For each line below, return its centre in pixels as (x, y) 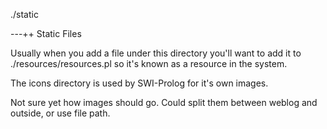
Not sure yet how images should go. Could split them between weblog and (164, 102)
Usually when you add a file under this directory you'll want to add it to (156, 53)
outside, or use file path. (60, 113)
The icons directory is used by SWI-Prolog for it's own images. (139, 83)
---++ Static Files (46, 33)
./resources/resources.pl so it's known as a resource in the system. (149, 63)
